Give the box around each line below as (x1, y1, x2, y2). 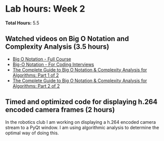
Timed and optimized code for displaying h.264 (5, 97, 158, 107)
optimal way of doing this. (5, 130, 59, 136)
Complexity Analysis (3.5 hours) (5, 43, 110, 51)
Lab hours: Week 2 (5, 3, 85, 15)
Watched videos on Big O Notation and (5, 34, 129, 43)
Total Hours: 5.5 (5, 20, 39, 26)
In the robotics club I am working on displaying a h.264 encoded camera (5, 119, 156, 125)
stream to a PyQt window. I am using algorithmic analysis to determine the (5, 124, 159, 130)
